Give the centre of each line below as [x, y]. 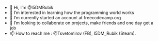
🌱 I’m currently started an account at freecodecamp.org [65, 18]
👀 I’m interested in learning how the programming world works [72, 13]
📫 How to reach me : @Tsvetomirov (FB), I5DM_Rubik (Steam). [73, 33]
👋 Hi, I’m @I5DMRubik [32, 7]
